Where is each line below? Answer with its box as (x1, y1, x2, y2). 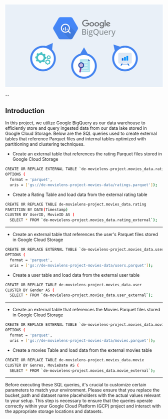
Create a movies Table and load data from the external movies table (12, 347, 152, 353)
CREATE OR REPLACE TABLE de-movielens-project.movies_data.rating (5, 201, 146, 207)
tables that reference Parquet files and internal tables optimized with (5, 136, 146, 142)
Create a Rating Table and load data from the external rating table (12, 191, 147, 197)
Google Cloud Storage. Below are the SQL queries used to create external (5, 130, 157, 137)
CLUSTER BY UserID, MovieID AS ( (5, 213, 75, 218)
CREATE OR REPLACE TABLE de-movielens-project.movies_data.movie (5, 357, 144, 362)
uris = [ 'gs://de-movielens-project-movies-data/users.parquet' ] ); (9, 263, 153, 268)
